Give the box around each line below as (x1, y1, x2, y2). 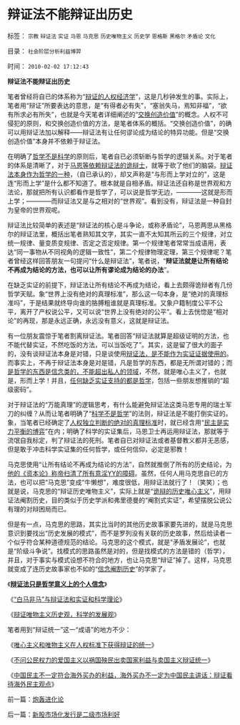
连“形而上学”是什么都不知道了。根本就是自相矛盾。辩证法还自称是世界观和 (7, 179, 226, 187)
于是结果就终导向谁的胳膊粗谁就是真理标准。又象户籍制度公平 (29, 298, 211, 307)
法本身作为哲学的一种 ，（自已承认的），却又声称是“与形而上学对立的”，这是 (7, 169, 226, 179)
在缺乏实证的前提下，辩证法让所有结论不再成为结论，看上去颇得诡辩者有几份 (7, 280, 233, 289)
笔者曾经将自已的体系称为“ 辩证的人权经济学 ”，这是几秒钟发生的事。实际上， (7, 92, 232, 101)
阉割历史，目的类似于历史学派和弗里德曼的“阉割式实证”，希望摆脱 (19, 496, 214, 504)
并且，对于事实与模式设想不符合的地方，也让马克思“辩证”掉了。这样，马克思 (7, 555, 232, 564)
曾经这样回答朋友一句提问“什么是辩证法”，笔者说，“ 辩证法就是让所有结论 (13, 256, 229, 265)
